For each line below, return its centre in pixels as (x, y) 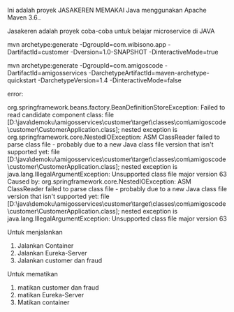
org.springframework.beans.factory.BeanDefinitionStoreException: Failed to (116, 107)
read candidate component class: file (60, 115)
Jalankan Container (45, 246)
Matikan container (43, 302)
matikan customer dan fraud (58, 288)
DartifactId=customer (38, 52)
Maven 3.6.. (24, 17)
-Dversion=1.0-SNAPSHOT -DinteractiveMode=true (144, 52)
